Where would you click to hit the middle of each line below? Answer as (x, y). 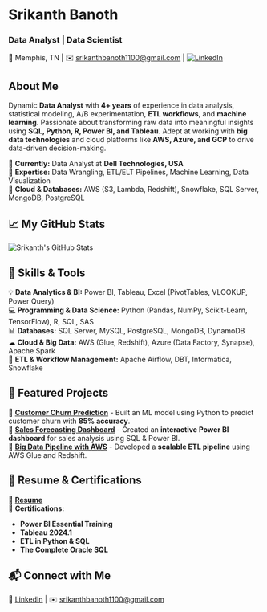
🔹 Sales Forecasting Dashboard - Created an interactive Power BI (119, 429)
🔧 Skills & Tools (47, 273)
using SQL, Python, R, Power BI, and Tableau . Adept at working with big (128, 131)
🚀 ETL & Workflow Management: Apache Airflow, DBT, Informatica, (120, 359)
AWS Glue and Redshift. (48, 455)
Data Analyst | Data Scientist (65, 40)
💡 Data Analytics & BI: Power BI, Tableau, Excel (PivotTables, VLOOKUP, (128, 292)
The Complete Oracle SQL (64, 549)
